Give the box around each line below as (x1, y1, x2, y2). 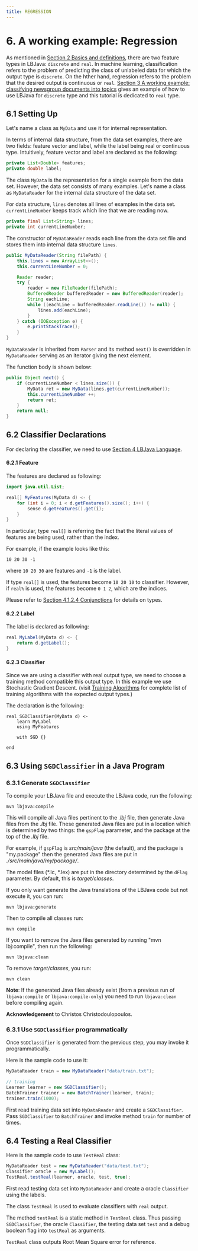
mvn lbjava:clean (6, 954, 49, 960)
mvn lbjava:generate (6, 904, 57, 910)
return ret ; (27, 397, 57, 403)
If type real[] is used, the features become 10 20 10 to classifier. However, (6, 579, 190, 586)
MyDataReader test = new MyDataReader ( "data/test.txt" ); (6, 1163, 150, 1169)
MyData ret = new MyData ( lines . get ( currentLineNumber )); (27, 386, 170, 392)
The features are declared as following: (6, 472, 102, 480)
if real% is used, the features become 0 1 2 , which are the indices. (6, 585, 168, 592)
